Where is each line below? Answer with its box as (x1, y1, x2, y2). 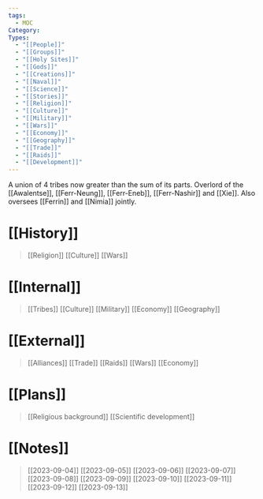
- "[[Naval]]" (15, 77, 61, 85)
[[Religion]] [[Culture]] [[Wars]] (27, 250, 128, 261)
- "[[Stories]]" (15, 92, 69, 100)
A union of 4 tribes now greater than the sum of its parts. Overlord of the (8, 180, 244, 189)
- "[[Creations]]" (15, 70, 76, 78)
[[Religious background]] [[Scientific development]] (27, 411, 195, 421)
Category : (8, 26, 41, 34)
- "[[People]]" (15, 41, 65, 49)
